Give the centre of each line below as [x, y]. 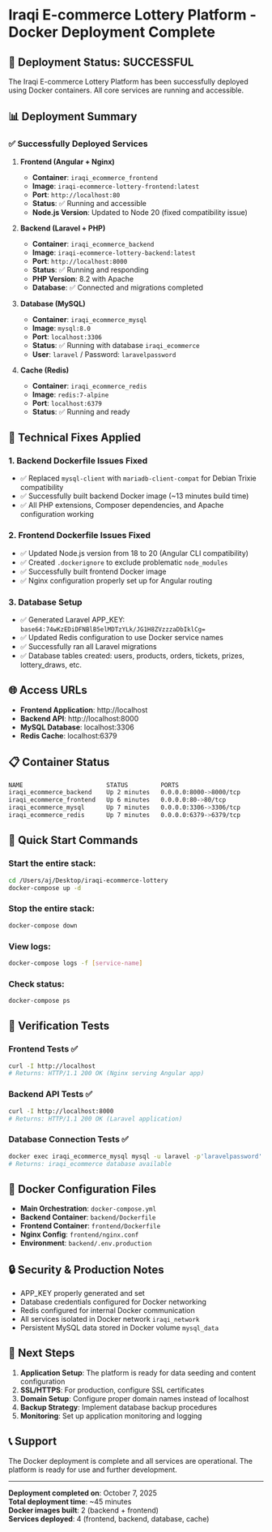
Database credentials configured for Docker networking [113, 1302]
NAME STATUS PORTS [94, 785]
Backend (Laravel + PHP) [63, 228]
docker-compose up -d [45, 888]
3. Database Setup [45, 602]
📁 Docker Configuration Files [82, 1189]
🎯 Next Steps [42, 1353]
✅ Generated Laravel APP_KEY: [72, 619]
